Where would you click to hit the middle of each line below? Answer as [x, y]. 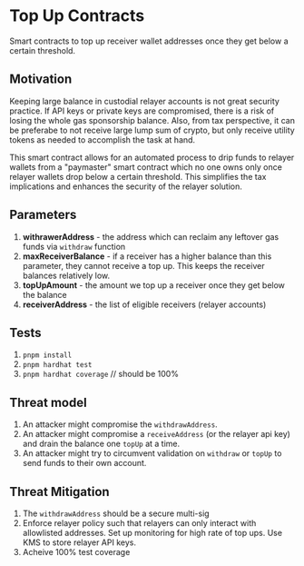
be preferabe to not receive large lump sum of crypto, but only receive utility [152, 130]
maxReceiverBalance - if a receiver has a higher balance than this [147, 256]
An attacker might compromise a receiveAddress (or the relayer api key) [156, 434]
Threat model [49, 402]
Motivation [41, 79]
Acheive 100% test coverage [76, 552]
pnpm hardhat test [57, 365]
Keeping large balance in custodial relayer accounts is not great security [144, 101]
